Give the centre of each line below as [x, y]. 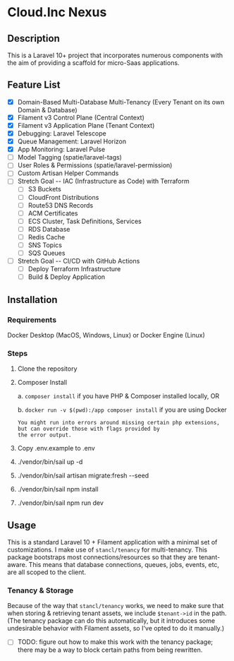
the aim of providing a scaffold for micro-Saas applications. [93, 63]
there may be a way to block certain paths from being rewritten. [110, 650]
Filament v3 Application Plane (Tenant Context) [86, 125]
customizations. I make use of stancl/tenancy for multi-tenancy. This [107, 549]
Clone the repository [47, 369]
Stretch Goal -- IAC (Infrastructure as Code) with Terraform [103, 181]
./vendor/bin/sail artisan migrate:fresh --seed [83, 476]
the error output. [44, 435]
